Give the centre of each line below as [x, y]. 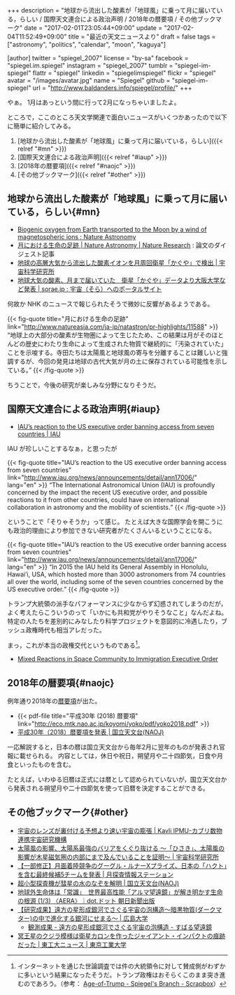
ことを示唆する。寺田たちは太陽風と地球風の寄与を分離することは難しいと [114, 352]
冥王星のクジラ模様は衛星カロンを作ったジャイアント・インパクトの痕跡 [121, 935]
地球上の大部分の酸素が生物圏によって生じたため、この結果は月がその [111, 334]
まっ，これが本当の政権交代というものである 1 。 [76, 644]
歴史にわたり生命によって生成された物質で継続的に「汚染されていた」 [126, 344]
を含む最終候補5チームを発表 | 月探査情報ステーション [95, 874]
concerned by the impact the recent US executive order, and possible [107, 492]
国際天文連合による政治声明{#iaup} [84, 409]
